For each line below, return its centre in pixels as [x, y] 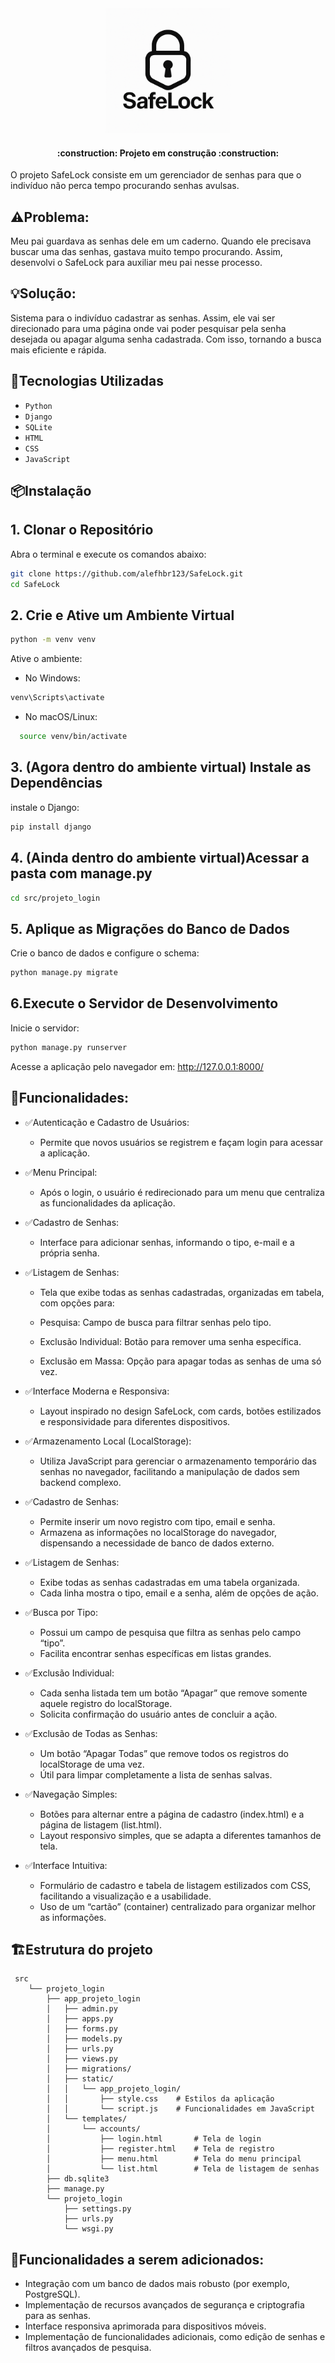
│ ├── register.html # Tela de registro [160, 2149]
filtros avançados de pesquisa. [88, 2348]
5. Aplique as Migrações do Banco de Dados [150, 928]
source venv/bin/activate [73, 737]
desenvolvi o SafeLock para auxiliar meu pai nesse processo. [136, 263]
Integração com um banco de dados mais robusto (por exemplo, [157, 2284]
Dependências [56, 783]
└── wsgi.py [88, 2229]
